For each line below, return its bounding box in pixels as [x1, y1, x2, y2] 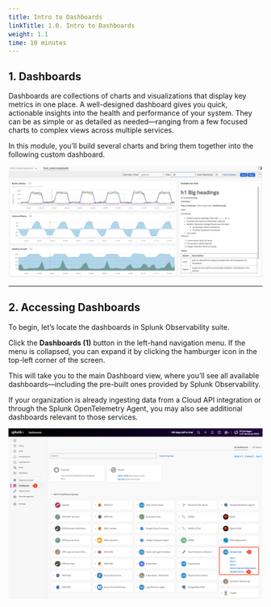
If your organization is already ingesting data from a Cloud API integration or [8, 394, 262, 404]
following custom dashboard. [8, 150, 106, 159]
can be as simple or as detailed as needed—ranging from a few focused [8, 117, 248, 127]
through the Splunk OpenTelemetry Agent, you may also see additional [8, 403, 244, 413]
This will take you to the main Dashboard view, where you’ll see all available [8, 370, 260, 380]
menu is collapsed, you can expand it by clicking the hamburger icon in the [8, 346, 258, 356]
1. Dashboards [8, 70, 82, 83]
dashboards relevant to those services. [8, 412, 139, 422]
